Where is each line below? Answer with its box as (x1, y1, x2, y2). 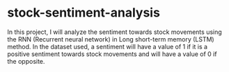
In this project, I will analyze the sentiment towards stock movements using (7, 28, 223, 36)
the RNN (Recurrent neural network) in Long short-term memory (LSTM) (7, 35, 214, 43)
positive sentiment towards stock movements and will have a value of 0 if (7, 50, 217, 58)
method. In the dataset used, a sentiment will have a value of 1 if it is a (7, 42, 207, 51)
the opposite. (7, 57, 45, 65)
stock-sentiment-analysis (7, 5, 160, 21)
